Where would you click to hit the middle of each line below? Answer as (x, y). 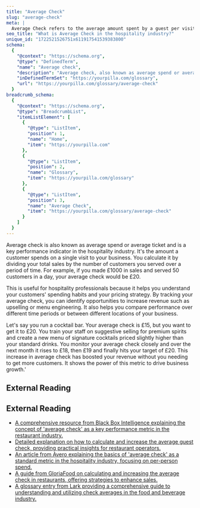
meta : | (16, 23)
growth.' (16, 369)
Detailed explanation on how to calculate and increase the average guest (104, 441)
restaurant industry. (39, 435)
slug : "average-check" (34, 17)
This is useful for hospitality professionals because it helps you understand (98, 288)
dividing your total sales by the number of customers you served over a (94, 264)
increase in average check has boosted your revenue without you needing (97, 357)
